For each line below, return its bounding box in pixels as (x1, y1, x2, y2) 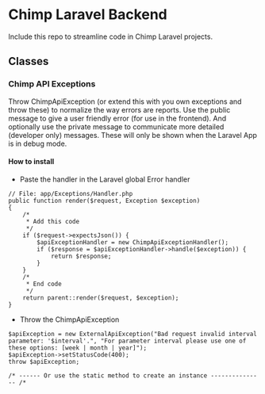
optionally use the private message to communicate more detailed (8, 121, 225, 132)
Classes (8, 55, 49, 68)
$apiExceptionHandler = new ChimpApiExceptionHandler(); (36, 238, 229, 247)
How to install (8, 157, 55, 166)
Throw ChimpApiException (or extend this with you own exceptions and (8, 97, 242, 106)
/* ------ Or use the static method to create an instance (8, 371, 208, 380)
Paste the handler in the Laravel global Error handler (19, 174, 190, 184)
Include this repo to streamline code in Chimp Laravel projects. (8, 32, 213, 41)
